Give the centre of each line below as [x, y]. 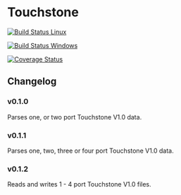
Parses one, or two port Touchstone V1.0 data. [75, 117]
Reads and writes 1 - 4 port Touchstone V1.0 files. [79, 184]
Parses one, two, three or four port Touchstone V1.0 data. [90, 150]
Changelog [32, 82]
